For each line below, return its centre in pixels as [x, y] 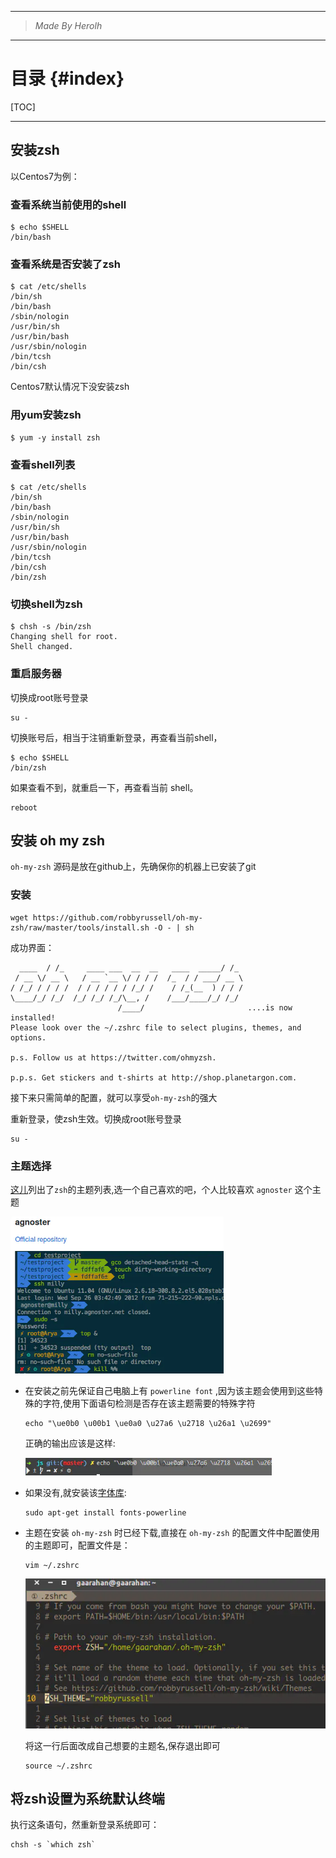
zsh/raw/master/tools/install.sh [80, 927]
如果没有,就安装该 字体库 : [75, 1493]
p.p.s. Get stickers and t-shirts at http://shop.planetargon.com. [154, 1077]
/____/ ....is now [205, 1007]
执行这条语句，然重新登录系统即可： [85, 1825]
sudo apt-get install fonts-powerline [105, 1513]
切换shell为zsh [46, 604]
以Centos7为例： [45, 176]
